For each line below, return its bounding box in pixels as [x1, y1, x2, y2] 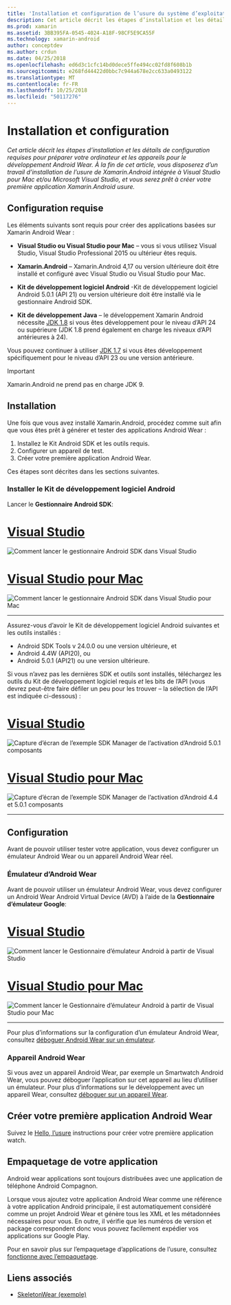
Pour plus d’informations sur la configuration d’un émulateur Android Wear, [7, 1028, 219, 1036]
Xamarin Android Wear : [7, 228, 75, 236]
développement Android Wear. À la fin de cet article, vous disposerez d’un [7, 160, 218, 169]
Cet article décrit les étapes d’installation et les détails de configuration [7, 145, 210, 154]
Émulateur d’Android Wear [7, 869, 98, 879]
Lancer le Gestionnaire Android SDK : [7, 500, 113, 508]
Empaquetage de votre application [7, 1156, 158, 1168]
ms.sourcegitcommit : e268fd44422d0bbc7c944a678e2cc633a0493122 [7, 68, 192, 74]
